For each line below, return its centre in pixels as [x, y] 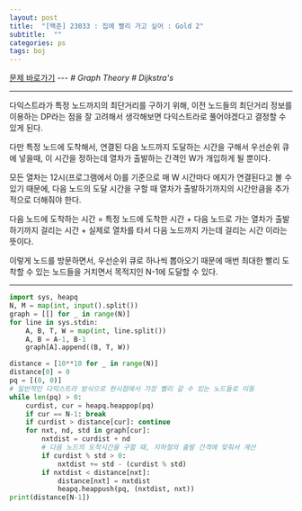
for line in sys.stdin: [54, 322]
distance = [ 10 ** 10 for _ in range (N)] [84, 364]
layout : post [34, 18]
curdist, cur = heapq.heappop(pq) [90, 406]
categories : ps [38, 43]
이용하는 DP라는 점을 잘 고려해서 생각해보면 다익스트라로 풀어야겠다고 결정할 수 [148, 117]
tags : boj [28, 51]
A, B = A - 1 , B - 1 [56, 339]
